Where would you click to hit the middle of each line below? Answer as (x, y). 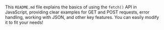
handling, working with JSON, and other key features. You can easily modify (82, 17)
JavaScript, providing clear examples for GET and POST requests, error (77, 12)
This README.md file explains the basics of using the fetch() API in (71, 7)
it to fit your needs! (24, 22)
